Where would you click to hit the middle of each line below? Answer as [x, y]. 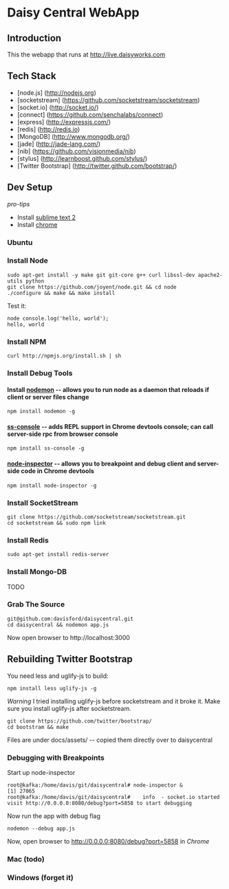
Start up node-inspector [41, 772]
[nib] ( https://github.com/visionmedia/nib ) [76, 151]
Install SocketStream [43, 503]
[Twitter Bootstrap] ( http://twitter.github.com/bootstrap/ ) [97, 166]
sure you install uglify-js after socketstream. [69, 708]
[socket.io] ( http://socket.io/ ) [58, 107]
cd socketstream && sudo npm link [57, 523]
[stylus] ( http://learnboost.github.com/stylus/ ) [82, 158]
